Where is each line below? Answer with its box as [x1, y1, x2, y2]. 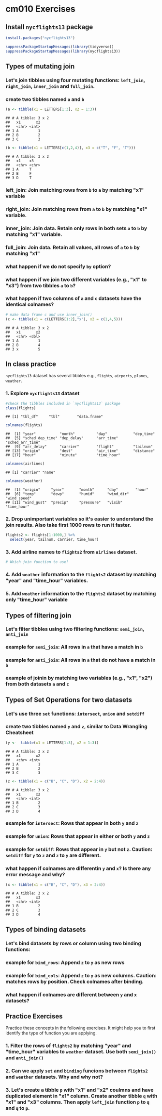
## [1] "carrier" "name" [5, 470, 56, 475]
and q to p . [5, 1105, 30, 1112]
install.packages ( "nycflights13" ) [5, 35, 75, 40]
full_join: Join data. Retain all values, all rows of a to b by [5, 244, 140, 250]
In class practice [5, 360, 56, 368]
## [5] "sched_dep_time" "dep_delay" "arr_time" [5, 436, 118, 441]
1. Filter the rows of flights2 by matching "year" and [5, 1042, 132, 1049]
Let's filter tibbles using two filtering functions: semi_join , [5, 626, 145, 633]
